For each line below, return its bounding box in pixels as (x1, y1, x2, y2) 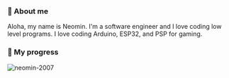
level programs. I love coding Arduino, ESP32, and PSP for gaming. (7, 30, 203, 38)
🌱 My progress (7, 47, 59, 57)
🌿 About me (7, 6, 48, 16)
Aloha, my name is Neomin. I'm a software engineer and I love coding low (7, 22, 222, 31)
